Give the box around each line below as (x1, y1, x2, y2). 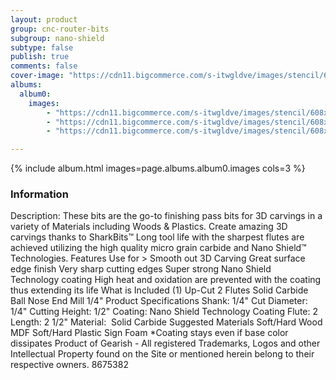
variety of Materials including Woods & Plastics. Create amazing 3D (10, 221, 288, 233)
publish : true (10, 52, 70, 62)
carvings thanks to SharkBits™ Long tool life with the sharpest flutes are (10, 231, 305, 243)
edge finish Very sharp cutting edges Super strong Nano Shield (10, 263, 272, 275)
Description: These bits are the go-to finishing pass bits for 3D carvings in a (10, 210, 323, 222)
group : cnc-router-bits (10, 24, 110, 34)
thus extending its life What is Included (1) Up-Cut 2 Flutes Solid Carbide (10, 284, 309, 296)
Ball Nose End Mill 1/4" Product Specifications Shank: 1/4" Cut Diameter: (10, 295, 308, 307)
